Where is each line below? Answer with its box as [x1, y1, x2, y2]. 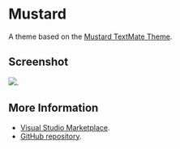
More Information [8, 101, 99, 115]
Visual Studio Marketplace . [19, 122, 110, 132]
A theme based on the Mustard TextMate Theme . [8, 32, 173, 41]
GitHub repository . [19, 131, 82, 141]
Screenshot [8, 55, 69, 69]
